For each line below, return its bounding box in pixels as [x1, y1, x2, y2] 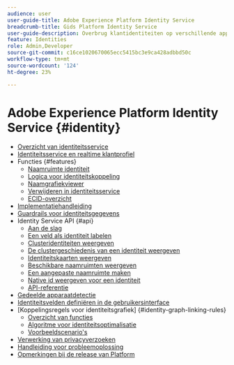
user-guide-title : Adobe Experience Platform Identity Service [7, 17, 195, 24]
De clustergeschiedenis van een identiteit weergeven [27, 246, 180, 255]
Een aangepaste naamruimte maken [27, 269, 131, 277]
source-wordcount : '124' [7, 62, 79, 69]
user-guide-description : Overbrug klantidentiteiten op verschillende [7, 29, 217, 37]
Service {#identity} [7, 119, 121, 135]
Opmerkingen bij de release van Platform [17, 350, 135, 359]
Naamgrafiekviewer [27, 179, 85, 188]
